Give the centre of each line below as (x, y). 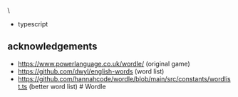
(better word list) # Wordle (67, 86)
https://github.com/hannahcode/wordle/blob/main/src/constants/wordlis (124, 78)
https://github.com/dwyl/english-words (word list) (91, 71)
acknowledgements (52, 47)
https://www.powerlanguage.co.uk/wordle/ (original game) (104, 63)
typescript (33, 24)
